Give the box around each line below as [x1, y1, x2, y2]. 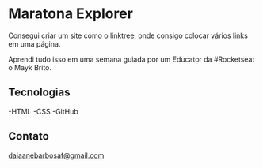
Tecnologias [8, 86, 71, 99]
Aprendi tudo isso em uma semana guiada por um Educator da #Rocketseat [8, 54, 255, 64]
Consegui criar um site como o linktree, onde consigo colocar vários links [8, 31, 248, 40]
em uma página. [8, 39, 61, 48]
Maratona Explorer [8, 5, 133, 23]
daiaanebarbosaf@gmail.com [8, 151, 105, 160]
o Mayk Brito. [8, 62, 52, 72]
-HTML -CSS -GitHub [8, 106, 79, 116]
